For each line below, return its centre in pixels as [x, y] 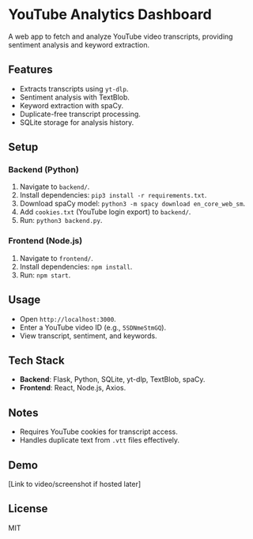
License [28, 509]
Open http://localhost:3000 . [68, 318]
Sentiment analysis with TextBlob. [75, 97]
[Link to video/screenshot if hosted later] [75, 484]
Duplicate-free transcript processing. [80, 114]
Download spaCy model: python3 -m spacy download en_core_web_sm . [132, 204]
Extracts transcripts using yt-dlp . [74, 89]
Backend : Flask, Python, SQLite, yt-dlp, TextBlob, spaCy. [112, 379]
